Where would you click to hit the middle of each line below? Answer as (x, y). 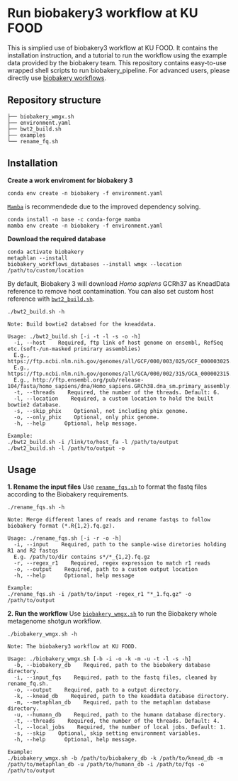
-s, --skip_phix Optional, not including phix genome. (101, 411)
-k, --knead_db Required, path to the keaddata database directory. (122, 697)
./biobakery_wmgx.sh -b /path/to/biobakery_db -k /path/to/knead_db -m (115, 758)
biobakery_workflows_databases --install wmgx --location (95, 264)
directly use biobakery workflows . (57, 78)
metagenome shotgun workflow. (55, 621)
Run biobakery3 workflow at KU (103, 13)
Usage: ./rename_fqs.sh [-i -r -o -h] (64, 538)
